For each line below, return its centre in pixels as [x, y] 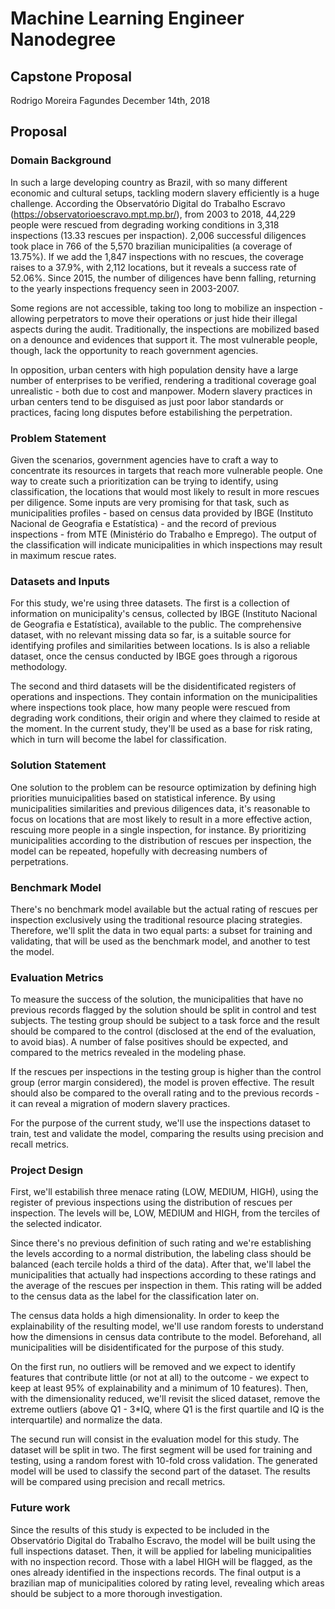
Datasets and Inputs [60, 581]
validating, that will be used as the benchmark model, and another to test [160, 941]
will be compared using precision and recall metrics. [118, 1482]
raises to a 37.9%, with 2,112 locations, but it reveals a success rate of [154, 267]
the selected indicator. [56, 1224]
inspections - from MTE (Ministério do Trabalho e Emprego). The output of [163, 534]
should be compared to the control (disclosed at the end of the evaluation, [163, 1031]
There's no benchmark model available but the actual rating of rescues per [164, 909]
